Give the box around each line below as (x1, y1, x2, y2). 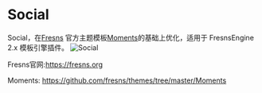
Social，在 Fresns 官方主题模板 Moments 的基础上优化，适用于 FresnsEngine (7, 33, 254, 42)
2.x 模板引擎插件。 (7, 42, 69, 52)
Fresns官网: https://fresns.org (7, 60, 104, 69)
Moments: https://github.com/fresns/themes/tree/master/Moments (7, 76, 227, 85)
